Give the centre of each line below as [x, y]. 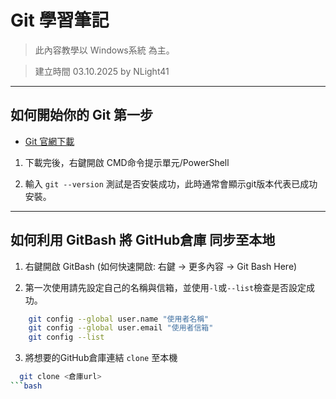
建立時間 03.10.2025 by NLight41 [102, 71]
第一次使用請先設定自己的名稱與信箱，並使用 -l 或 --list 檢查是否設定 [165, 287]
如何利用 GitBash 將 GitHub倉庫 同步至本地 [143, 240]
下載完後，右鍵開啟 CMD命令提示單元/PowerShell [127, 162]
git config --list [66, 337]
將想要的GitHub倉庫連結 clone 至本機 [101, 358]
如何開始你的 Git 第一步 [82, 115]
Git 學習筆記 [60, 20]
